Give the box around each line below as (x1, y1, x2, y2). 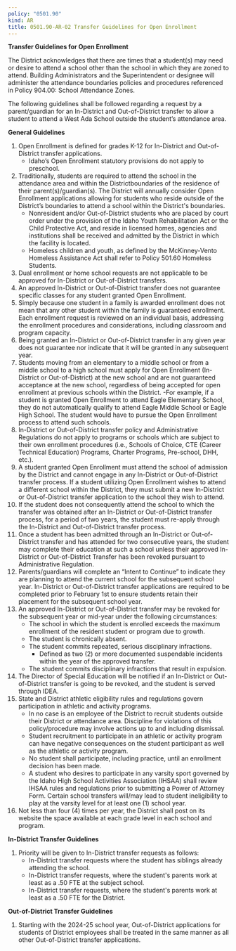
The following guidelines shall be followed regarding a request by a (8, 100, 202, 108)
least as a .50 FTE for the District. (28, 893, 126, 902)
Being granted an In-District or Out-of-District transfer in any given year (18, 336, 226, 344)
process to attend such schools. (18, 418, 112, 427)
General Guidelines (8, 128, 65, 137)
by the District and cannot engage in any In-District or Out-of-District (18, 470, 218, 479)
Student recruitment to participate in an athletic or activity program (28, 732, 223, 740)
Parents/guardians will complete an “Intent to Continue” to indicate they (18, 567, 225, 576)
